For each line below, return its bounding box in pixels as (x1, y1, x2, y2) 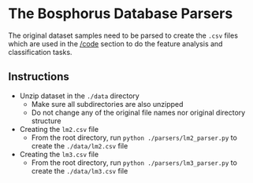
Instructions (8, 70, 69, 83)
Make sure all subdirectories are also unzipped (31, 99, 184, 108)
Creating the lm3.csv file (19, 149, 99, 159)
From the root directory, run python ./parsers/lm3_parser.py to (31, 158, 238, 167)
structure (31, 115, 61, 126)
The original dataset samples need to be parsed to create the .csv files (8, 31, 239, 40)
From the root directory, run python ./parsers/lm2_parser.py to (31, 133, 238, 142)
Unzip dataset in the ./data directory (19, 91, 140, 101)
